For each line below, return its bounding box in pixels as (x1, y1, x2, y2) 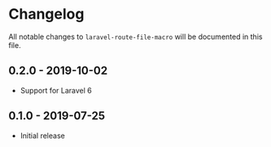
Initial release (20, 131, 65, 141)
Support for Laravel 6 (20, 85, 92, 95)
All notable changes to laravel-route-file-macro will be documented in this (8, 32, 263, 41)
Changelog (8, 5, 85, 24)
